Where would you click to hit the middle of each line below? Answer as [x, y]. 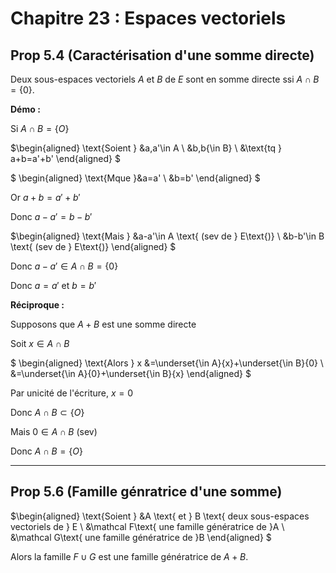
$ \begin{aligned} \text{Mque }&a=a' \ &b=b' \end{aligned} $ [135, 178]
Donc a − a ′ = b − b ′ [51, 216]
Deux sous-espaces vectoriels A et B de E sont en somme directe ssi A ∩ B [165, 79]
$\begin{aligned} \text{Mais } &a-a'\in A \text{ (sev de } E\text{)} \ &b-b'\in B [167, 236]
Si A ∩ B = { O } [40, 128]
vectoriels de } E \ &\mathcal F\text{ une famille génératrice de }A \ [147, 526]
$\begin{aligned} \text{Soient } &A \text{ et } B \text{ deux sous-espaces [160, 516]
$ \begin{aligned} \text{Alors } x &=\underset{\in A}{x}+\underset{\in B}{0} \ [167, 363]
